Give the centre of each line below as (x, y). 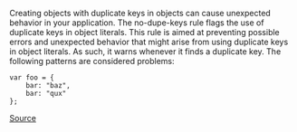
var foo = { (32, 78)
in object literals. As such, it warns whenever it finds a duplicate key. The (145, 52)
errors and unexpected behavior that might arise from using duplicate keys (149, 42)
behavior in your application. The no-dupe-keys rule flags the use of (137, 23)
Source (23, 118)
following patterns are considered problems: (92, 61)
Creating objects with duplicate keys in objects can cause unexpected (140, 13)
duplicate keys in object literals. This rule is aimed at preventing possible (145, 32)
